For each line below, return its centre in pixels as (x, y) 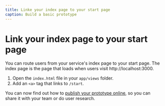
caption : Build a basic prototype (41, 14)
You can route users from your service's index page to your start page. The (82, 63)
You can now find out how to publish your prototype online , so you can (78, 93)
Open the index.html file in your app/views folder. (63, 78)
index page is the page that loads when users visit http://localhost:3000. (80, 69)
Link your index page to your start (77, 39)
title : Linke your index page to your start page (58, 10)
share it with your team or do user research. (50, 99)
